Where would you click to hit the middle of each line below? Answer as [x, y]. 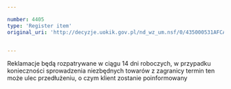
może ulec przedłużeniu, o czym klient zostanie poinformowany [97, 78]
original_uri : [27, 32]
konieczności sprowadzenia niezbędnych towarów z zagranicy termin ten [111, 71]
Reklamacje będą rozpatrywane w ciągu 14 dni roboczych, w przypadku [109, 64]
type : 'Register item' [40, 26]
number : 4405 [26, 19]
